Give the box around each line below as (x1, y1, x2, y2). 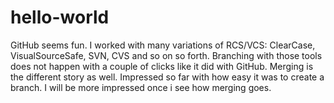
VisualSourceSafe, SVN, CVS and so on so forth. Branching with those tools (10, 49, 323, 61)
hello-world (10, 6, 110, 29)
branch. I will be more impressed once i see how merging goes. (10, 81, 272, 93)
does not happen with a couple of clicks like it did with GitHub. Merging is (10, 60, 314, 72)
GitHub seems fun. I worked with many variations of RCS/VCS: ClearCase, (10, 39, 316, 51)
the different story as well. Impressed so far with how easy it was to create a (10, 71, 325, 83)
